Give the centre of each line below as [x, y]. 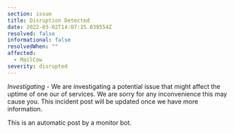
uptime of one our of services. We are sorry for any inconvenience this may [117, 94]
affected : [22, 54]
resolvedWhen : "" [33, 47]
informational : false [39, 40]
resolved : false [31, 33]
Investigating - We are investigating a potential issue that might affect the [114, 86]
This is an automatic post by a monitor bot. [70, 122]
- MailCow [28, 60]
